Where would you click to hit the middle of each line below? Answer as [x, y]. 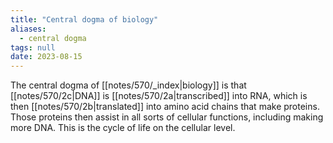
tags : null [33, 47]
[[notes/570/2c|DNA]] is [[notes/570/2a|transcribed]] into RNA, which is [159, 96]
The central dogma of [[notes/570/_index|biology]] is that [128, 85]
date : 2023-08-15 [46, 57]
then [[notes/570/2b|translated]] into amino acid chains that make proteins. [165, 107]
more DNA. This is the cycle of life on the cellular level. [123, 128]
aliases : [28, 29]
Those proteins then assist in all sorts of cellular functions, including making [167, 117]
